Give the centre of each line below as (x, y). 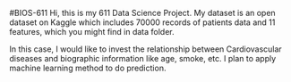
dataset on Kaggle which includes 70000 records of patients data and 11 (142, 22)
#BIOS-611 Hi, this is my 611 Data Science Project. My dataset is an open (142, 13)
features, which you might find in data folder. (92, 32)
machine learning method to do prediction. (88, 68)
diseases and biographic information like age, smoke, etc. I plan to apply (143, 58)
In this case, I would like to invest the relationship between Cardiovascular (145, 49)
